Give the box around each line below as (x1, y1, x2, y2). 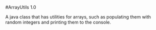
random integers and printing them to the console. (5, 19, 112, 25)
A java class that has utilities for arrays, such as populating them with (5, 14, 151, 19)
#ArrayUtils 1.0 (5, 4, 37, 10)
